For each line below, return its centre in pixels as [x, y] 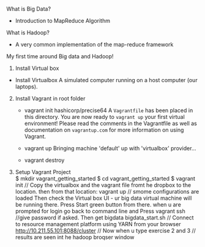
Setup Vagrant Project [43, 172]
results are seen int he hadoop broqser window [75, 237]
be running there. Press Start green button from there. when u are [98, 204]
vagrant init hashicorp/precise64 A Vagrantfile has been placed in [109, 110]
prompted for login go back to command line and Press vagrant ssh [100, 211]
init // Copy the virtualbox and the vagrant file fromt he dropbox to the [103, 185]
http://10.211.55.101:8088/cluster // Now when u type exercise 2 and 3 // [105, 230]
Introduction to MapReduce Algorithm [62, 21]
